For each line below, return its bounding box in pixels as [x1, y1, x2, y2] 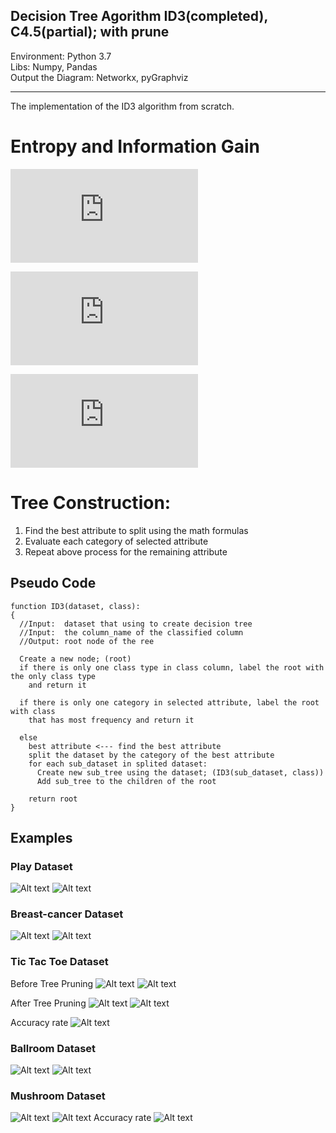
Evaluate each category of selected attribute [24, 535, 209, 547]
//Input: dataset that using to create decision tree [19, 619, 253, 629]
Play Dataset [10, 859, 73, 873]
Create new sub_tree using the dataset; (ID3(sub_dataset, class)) [36, 767, 325, 778]
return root [28, 794, 78, 804]
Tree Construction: [10, 491, 172, 514]
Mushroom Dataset [10, 1089, 106, 1103]
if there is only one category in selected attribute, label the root [19, 697, 320, 708]
